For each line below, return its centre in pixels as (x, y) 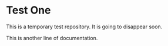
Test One (28, 10)
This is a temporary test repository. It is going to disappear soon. (84, 27)
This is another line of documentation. (52, 38)
